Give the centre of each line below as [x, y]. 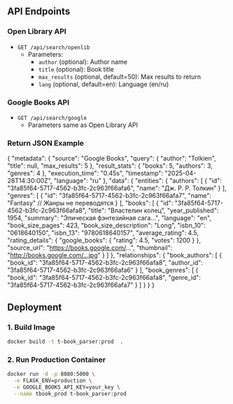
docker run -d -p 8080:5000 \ [51, 375]
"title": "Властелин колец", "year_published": [153, 210]
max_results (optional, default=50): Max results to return [120, 76]
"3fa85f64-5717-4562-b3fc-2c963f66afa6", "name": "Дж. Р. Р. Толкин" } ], [117, 188]
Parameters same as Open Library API [83, 125]
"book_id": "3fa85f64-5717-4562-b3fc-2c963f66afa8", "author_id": [105, 263]
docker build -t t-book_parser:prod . [65, 342]
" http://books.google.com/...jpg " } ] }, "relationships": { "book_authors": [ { [115, 255]
